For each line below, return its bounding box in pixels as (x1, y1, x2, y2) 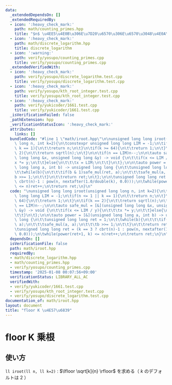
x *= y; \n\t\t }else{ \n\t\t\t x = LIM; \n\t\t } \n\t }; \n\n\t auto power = (14, 160, 166, 165)
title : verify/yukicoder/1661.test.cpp (14, 108, 100, 113)
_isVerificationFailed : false (10, 112, 74, 118)
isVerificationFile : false (10, 241, 68, 246)
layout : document (5, 303, 42, 308)
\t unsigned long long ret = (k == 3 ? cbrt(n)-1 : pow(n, (14, 227, 141, 232)
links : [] (14, 131, 36, 136)
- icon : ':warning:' (10, 50, 54, 55)
